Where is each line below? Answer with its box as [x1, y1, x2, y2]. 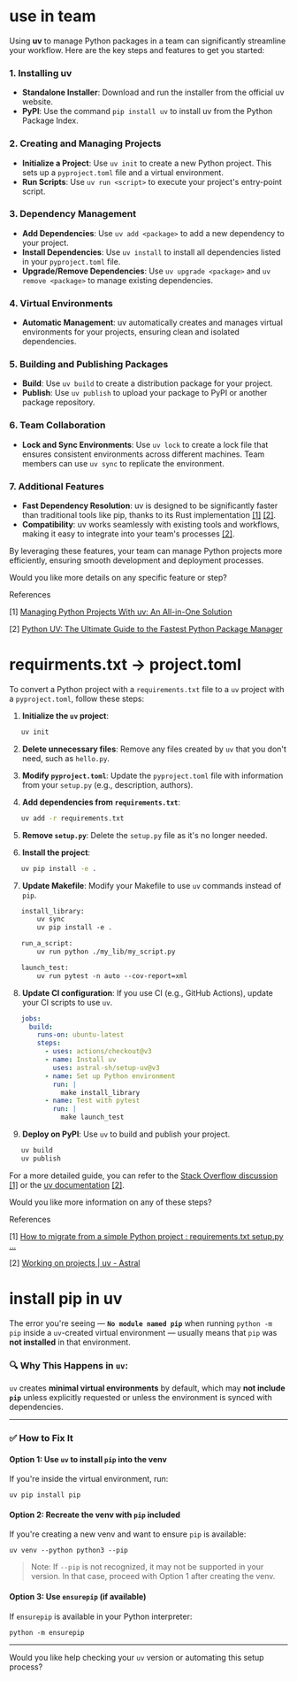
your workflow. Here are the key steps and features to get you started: [9, 44, 265, 55]
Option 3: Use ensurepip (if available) [9, 1591, 147, 1601]
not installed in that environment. [9, 1337, 131, 1347]
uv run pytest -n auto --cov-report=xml [36, 971, 188, 980]
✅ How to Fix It [9, 1431, 73, 1444]
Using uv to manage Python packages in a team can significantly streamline [9, 35, 286, 46]
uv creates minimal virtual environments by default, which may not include [9, 1383, 286, 1393]
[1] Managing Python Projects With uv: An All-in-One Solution [9, 606, 232, 617]
